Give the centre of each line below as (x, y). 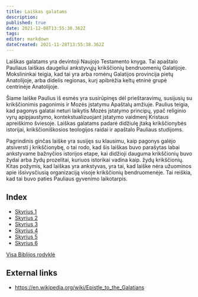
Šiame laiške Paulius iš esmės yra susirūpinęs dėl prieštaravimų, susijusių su (99, 98)
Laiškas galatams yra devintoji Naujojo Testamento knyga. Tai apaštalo (92, 61)
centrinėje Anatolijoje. (33, 86)
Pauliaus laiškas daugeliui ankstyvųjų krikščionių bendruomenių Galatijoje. (96, 67)
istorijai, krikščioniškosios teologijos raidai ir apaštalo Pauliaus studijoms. (95, 129)
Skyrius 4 (26, 230)
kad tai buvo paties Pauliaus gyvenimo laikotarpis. (67, 179)
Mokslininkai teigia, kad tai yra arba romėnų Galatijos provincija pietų (90, 74)
